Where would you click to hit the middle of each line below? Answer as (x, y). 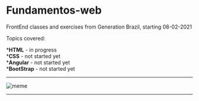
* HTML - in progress (32, 50)
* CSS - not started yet (33, 56)
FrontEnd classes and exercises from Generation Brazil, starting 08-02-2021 (99, 27)
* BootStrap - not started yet (41, 68)
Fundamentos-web (54, 10)
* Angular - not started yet (38, 62)
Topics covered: (26, 38)
